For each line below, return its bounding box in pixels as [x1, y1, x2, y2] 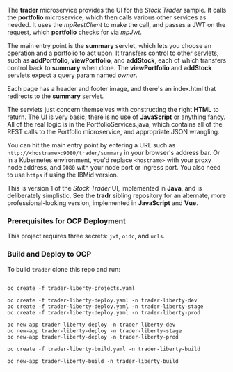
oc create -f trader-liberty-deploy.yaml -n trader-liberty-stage [7, 302, 204, 310]
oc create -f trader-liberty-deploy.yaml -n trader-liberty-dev [7, 297, 198, 304]
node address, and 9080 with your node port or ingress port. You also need [7, 163, 221, 171]
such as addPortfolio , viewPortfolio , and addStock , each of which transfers [7, 56, 227, 65]
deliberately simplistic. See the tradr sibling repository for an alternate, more [7, 191, 226, 200]
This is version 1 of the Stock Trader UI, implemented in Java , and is [7, 184, 202, 192]
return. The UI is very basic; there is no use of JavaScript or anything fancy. [7, 113, 226, 121]
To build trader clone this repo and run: [7, 265, 120, 273]
